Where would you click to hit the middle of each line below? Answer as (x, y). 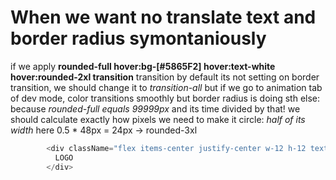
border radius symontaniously (138, 38)
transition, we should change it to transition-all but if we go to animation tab (166, 87)
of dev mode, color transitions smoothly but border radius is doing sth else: (165, 98)
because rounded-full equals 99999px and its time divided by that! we (155, 108)
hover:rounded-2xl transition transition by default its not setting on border (165, 77)
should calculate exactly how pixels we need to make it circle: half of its (158, 119)
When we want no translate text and (163, 17)
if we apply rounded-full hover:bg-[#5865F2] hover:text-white (143, 66)
